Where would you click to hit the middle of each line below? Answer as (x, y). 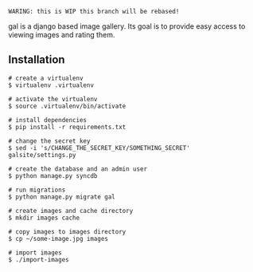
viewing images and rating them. (62, 35)
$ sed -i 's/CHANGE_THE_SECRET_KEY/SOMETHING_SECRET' (99, 148)
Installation (37, 60)
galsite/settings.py (43, 155)
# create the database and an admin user (78, 169)
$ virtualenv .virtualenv (51, 85)
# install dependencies (48, 120)
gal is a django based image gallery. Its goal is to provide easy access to (127, 26)
